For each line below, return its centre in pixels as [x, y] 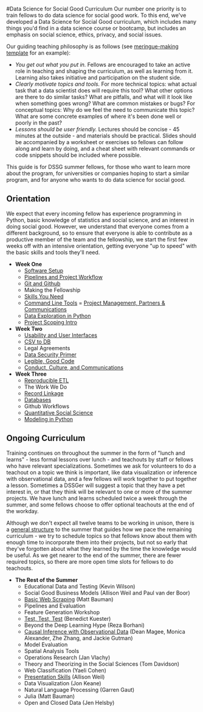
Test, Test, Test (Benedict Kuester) [67, 618]
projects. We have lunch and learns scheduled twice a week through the [97, 498]
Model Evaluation [46, 645]
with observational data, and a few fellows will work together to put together [102, 479]
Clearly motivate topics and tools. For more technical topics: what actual [106, 84]
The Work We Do [46, 387]
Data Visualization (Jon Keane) [63, 683]
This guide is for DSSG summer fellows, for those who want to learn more [98, 167]
